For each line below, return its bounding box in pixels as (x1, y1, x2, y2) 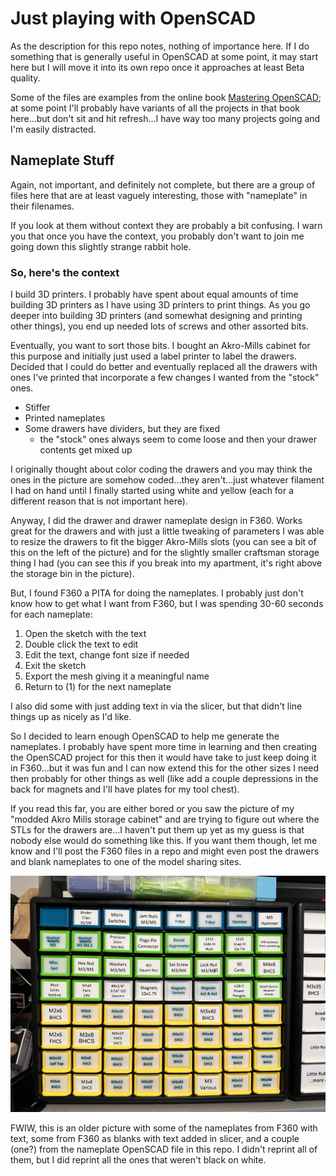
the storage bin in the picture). (10, 568, 135, 580)
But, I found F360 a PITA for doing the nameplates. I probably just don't (10, 587, 304, 599)
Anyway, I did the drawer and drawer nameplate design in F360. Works (10, 515, 303, 527)
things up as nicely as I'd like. (10, 711, 132, 723)
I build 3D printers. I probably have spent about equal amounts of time (10, 288, 299, 301)
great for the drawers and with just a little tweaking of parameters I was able (10, 525, 325, 537)
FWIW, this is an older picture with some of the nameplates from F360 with (10, 1122, 318, 1134)
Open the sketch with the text (24, 628, 147, 640)
